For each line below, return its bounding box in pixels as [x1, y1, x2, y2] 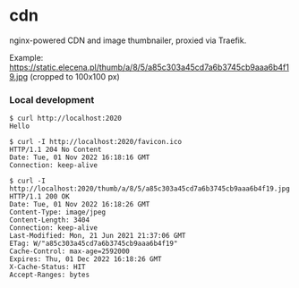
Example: [9, 52, 44, 63]
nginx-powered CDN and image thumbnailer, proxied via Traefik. [9, 35, 247, 46]
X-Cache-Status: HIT [9, 263, 87, 272]
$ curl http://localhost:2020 [9, 114, 123, 123]
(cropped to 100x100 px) [30, 71, 121, 81]
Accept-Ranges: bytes [9, 270, 90, 280]
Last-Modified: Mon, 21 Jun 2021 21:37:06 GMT [9, 232, 186, 241]
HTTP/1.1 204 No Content [9, 145, 102, 155]
